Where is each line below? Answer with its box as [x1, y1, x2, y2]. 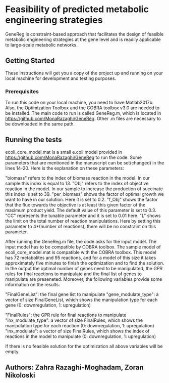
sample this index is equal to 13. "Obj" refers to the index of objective [5, 180, 149, 186]
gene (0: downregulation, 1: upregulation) [5, 302, 91, 308]
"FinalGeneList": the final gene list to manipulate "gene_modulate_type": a [5, 291, 159, 297]
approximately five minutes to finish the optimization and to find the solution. [5, 260, 164, 266]
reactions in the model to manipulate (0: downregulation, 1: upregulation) [5, 333, 156, 339]
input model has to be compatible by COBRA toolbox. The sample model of [5, 244, 161, 250]
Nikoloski [5, 371, 35, 380]
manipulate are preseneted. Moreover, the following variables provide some [5, 276, 162, 282]
